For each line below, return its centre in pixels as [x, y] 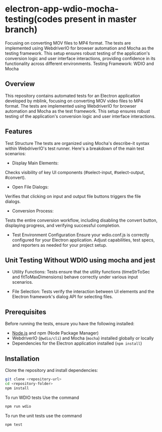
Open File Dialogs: [30, 187]
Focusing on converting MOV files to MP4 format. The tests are [68, 43]
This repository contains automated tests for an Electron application [73, 96]
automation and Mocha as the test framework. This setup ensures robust [78, 111]
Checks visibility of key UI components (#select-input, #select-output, [75, 172]
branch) [21, 30]
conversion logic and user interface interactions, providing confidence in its [80, 58]
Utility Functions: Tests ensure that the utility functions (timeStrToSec [81, 272]
